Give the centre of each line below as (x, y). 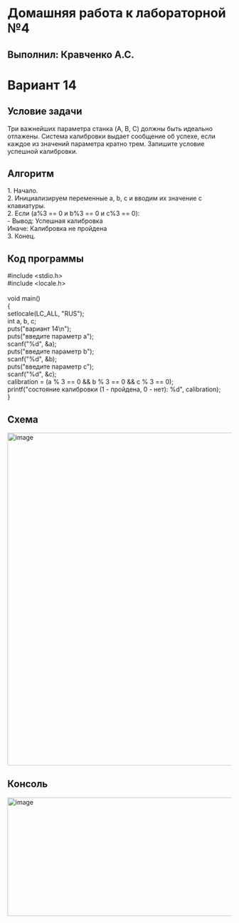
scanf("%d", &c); (32, 374)
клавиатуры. (27, 206)
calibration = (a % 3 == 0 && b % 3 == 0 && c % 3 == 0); (91, 382)
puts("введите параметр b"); (51, 351)
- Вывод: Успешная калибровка (55, 221)
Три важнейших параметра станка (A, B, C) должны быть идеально (110, 128)
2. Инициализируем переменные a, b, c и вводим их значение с (105, 198)
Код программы (46, 258)
